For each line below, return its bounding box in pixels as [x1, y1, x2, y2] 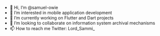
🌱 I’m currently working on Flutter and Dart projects [9, 15, 114, 20]
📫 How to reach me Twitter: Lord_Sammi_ [9, 26, 95, 31]
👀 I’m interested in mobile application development [9, 10, 112, 16]
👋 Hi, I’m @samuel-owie [9, 5, 58, 10]
